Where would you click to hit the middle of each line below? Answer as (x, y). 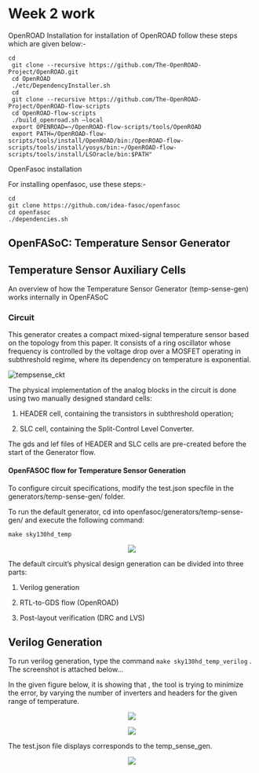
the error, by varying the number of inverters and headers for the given (123, 693)
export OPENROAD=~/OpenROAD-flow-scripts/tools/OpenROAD (106, 126)
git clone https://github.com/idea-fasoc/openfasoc (94, 205)
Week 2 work (52, 14)
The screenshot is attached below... (66, 669)
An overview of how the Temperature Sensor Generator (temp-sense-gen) (128, 289)
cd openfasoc (29, 212)
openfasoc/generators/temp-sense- (185, 511)
